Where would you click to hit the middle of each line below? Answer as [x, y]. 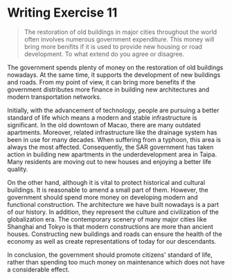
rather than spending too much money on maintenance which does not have [116, 262]
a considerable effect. [38, 269]
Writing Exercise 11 [62, 13]
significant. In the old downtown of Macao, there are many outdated [104, 125]
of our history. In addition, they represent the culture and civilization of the [113, 212]
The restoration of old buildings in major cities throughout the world [121, 32]
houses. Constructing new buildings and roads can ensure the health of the [115, 234]
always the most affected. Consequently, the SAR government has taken [110, 147]
